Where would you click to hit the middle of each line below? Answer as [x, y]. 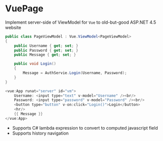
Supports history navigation [41, 133]
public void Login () [35, 64]
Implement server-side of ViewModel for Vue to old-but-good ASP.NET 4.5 [81, 22]
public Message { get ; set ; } [45, 55]
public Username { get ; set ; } [46, 46]
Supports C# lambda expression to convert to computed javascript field [85, 128]
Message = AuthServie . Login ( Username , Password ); [75, 73]
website [13, 27]
